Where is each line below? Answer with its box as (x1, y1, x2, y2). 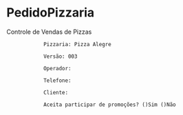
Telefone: (43, 77, 72, 84)
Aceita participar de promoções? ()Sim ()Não (43, 101, 176, 108)
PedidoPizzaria (6, 5, 95, 21)
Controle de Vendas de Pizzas (6, 28, 92, 36)
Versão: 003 (43, 53, 78, 60)
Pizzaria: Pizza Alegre (43, 41, 111, 48)
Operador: (43, 65, 72, 72)
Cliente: (43, 89, 69, 96)
